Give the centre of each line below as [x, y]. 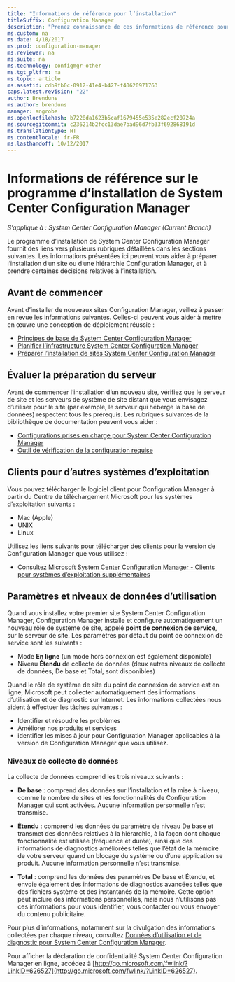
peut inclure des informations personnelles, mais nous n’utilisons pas [117, 899]
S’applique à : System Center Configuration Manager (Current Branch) [109, 227]
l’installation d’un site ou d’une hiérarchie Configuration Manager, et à [107, 264]
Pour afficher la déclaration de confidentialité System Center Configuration [115, 955]
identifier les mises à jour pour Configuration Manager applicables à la [119, 736]
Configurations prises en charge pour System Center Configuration [114, 435]
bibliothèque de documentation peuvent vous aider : [83, 421]
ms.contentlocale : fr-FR [43, 137]
